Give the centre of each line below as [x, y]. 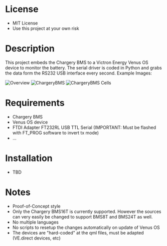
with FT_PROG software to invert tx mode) [56, 132]
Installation [29, 158]
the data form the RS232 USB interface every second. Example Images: [79, 73]
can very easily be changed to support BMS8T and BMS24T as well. [83, 216]
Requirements [35, 103]
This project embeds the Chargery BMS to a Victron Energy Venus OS [77, 62]
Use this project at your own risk [46, 28]
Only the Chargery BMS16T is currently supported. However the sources [87, 211]
